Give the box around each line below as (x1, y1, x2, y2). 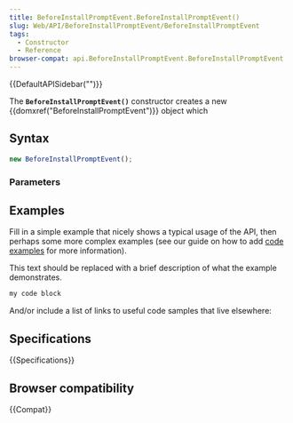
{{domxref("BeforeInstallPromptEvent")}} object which (9, 106, 209, 116)
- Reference (17, 46, 62, 55)
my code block (9, 290, 62, 299)
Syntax (9, 131, 50, 147)
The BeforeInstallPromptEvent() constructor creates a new (9, 96, 228, 107)
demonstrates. (9, 272, 62, 283)
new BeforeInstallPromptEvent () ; (9, 155, 133, 164)
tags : (9, 29, 29, 38)
